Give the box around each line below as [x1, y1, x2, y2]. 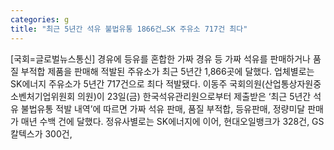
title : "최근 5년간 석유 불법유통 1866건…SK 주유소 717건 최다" [10, 24, 248, 34]
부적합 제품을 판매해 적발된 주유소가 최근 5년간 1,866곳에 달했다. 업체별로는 [20, 65, 315, 77]
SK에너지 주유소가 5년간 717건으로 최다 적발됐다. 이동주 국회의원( [10, 77, 265, 90]
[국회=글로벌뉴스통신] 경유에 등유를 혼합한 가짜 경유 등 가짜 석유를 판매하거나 [10, 52, 311, 65]
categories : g [10, 14, 70, 25]
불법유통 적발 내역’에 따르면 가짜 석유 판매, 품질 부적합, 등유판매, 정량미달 [20, 102, 306, 115]
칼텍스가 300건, [10, 127, 73, 140]
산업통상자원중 [264, 77, 322, 90]
